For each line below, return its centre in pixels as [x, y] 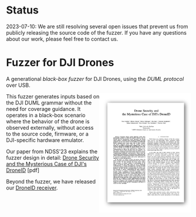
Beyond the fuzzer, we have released [51, 181]
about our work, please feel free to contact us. [62, 39]
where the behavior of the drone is [48, 121]
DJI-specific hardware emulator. [45, 140]
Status [23, 10]
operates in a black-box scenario [46, 115]
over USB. [18, 85]
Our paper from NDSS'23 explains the [52, 151]
